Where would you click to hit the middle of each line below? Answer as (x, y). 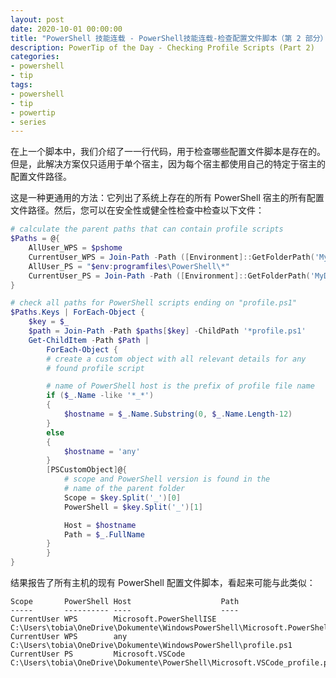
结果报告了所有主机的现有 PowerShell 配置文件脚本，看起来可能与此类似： (163, 582)
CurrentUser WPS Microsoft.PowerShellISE (113, 619)
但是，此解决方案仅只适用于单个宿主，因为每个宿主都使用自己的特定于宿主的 (168, 164)
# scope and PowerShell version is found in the (167, 479)
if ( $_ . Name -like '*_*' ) (100, 396)
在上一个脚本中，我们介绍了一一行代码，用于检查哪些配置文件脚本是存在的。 (168, 152)
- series (28, 122)
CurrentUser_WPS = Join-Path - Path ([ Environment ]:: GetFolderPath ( (171, 257)
